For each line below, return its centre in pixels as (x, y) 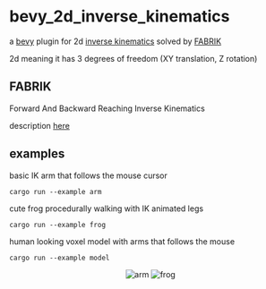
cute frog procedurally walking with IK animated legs (107, 208)
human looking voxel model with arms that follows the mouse (122, 241)
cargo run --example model (60, 258)
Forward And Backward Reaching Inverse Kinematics (107, 108)
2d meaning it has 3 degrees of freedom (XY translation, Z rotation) (133, 58)
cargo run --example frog (57, 225)
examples (37, 154)
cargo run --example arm (56, 191)
